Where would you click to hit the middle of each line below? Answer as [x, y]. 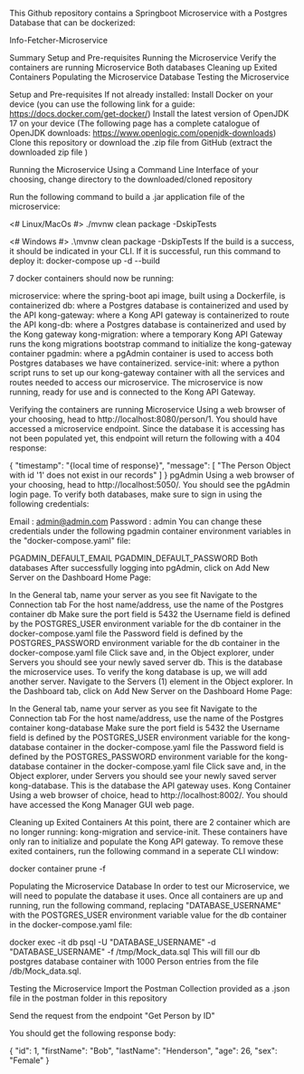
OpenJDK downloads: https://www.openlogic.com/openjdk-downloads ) [143, 133]
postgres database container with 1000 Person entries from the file [134, 961]
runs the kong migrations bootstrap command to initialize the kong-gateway [151, 344]
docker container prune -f [58, 869]
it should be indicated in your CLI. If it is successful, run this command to [145, 251]
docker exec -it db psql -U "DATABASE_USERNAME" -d [113, 942]
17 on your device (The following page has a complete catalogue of [135, 123]
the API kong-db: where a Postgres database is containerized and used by [148, 324]
